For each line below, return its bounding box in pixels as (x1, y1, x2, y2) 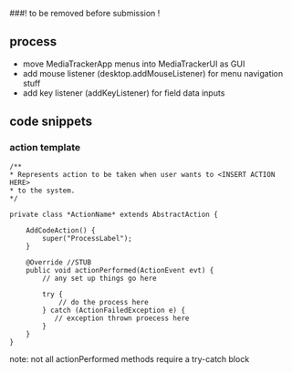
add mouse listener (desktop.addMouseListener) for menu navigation (22, 67, 284, 78)
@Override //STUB (26, 257, 92, 267)
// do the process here (57, 297, 149, 306)
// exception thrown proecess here (54, 314, 190, 323)
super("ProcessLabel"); (42, 233, 132, 243)
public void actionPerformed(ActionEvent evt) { (26, 265, 214, 275)
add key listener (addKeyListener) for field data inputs (22, 87, 225, 98)
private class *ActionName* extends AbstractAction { (9, 210, 219, 219)
